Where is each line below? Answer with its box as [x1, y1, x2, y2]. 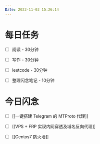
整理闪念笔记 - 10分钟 [12, 77, 55, 83]
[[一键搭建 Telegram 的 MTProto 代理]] [12, 113, 88, 119]
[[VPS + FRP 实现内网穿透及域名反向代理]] [12, 123, 96, 129]
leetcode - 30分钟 [12, 67, 48, 73]
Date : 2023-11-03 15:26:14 [5, 7, 59, 12]
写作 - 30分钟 [12, 57, 39, 63]
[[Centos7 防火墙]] [12, 134, 49, 140]
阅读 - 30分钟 [12, 47, 39, 52]
